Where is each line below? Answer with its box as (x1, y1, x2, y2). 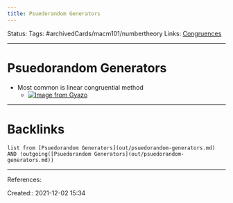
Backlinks (7, 121, 65, 137)
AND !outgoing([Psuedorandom (7, 150, 92, 157)
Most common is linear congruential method (17, 83, 144, 91)
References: (7, 175, 42, 184)
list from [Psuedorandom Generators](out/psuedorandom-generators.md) (7, 144, 216, 152)
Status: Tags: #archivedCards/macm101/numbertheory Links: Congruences (7, 29, 222, 38)
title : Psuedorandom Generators (7, 10, 101, 17)
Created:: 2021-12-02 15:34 (7, 188, 86, 197)
